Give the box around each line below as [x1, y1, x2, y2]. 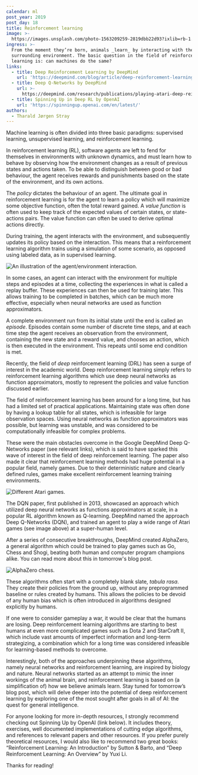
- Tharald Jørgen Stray [11, 113, 70, 119]
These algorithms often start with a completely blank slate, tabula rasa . [6, 578, 179, 585]
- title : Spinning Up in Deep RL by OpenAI [11, 96, 120, 102]
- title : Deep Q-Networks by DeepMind [11, 80, 107, 86]
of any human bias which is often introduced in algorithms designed [6, 597, 171, 604]
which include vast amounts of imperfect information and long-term [6, 633, 171, 641]
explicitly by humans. [6, 603, 58, 610]
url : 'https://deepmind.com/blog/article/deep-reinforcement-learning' [16, 74, 196, 80]
